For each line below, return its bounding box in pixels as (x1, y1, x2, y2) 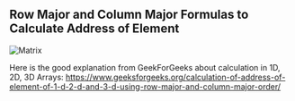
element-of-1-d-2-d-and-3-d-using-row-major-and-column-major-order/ (9, 80, 282, 92)
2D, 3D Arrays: (9, 72, 65, 82)
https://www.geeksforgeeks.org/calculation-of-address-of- (66, 72, 286, 82)
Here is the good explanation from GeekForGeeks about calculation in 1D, (9, 62, 281, 72)
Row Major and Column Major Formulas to (9, 7, 249, 22)
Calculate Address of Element (9, 21, 180, 37)
